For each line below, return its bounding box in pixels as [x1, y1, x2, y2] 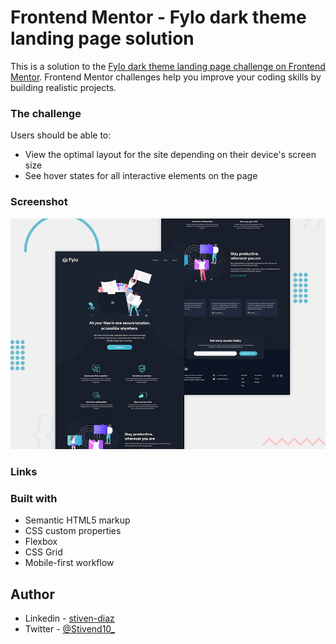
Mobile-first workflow [24, 557, 115, 569]
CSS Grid [24, 546, 63, 558]
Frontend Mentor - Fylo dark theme [10, 6, 307, 29]
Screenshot [10, 195, 68, 209]
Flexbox [24, 536, 58, 548]
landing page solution [10, 27, 195, 50]
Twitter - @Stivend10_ [24, 623, 115, 635]
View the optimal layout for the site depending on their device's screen [24, 149, 317, 161]
